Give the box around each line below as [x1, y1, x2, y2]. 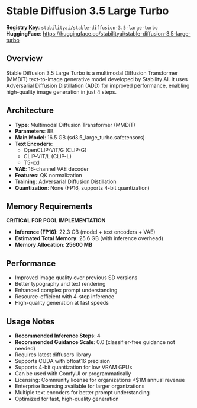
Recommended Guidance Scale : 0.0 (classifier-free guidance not [14, 339, 176, 345]
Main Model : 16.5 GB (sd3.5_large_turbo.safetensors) [14, 133, 145, 141]
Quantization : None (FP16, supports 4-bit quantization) [14, 184, 150, 191]
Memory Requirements [6, 201, 93, 211]
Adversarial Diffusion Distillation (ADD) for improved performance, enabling [6, 82, 190, 89]
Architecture [6, 106, 54, 116]
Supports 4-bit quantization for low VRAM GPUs [14, 364, 133, 371]
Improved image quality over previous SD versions [14, 274, 138, 281]
